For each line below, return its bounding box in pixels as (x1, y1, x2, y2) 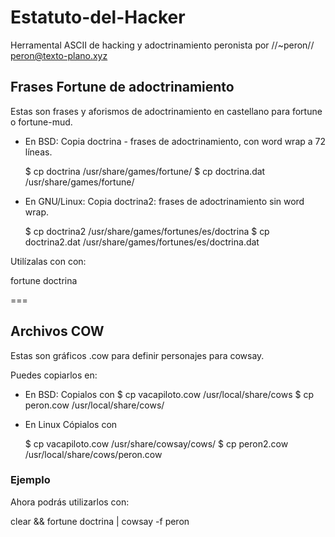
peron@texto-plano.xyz (10, 49, 108, 61)
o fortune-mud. (10, 116, 73, 128)
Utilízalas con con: (10, 255, 87, 267)
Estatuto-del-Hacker (10, 6, 186, 29)
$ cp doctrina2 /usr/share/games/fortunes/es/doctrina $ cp (24, 225, 270, 237)
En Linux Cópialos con (24, 418, 118, 430)
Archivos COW (10, 323, 105, 340)
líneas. (24, 146, 53, 158)
